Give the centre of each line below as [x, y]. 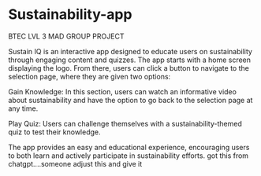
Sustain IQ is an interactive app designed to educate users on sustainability [130, 51]
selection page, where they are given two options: [89, 76]
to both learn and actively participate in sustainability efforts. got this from [129, 156]
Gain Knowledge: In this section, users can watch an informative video [122, 91]
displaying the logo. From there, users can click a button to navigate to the [129, 68]
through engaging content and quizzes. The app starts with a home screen [129, 60]
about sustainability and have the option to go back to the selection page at [130, 100]
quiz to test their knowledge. [54, 132]
